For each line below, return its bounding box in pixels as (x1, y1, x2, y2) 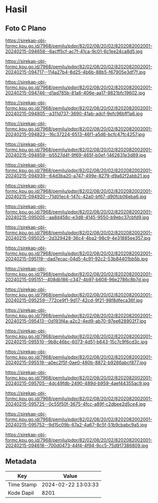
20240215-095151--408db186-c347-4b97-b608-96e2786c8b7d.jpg (5, 277, 149, 282)
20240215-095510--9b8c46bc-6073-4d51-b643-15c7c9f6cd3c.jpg (5, 339, 148, 345)
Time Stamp (8, 481, 37, 488)
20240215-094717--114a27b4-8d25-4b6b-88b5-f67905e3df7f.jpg (5, 69, 146, 75)
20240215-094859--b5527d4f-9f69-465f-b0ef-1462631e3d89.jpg (5, 152, 146, 158)
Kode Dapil (8, 489, 34, 496)
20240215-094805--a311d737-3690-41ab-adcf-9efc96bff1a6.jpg (5, 111, 143, 116)
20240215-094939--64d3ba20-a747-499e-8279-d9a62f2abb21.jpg (5, 173, 150, 179)
